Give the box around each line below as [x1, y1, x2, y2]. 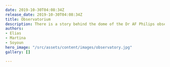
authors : [5, 26, 24, 31]
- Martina [5, 36, 26, 41]
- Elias [5, 31, 22, 36]
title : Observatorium [5, 17, 51, 22]
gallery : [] [5, 49, 30, 54]
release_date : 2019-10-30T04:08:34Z [5, 12, 82, 17]
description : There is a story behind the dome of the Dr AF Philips [5, 21, 155, 27]
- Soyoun [5, 40, 24, 45]
